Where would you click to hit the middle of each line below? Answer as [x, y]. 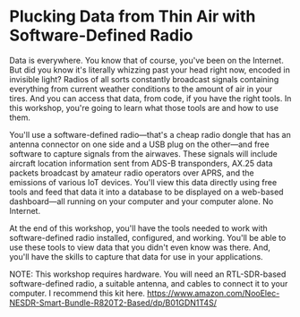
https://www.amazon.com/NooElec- [214, 293]
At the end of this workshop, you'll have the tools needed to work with [139, 228]
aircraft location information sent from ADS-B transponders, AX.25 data [141, 163]
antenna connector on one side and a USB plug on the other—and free [140, 144]
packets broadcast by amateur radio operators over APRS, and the [132, 173]
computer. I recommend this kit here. [77, 293]
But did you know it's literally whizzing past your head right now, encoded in [150, 70]
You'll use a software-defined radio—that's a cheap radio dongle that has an [150, 134]
